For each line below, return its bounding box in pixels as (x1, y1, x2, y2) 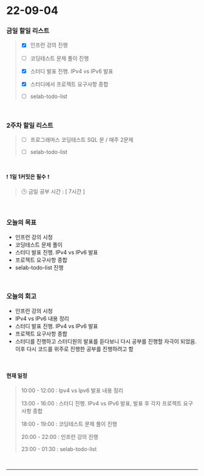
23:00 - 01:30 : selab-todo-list (21, 446, 97, 453)
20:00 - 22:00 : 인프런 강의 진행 (21, 433, 98, 441)
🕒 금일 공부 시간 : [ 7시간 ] (21, 188, 85, 195)
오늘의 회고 (6, 292, 37, 301)
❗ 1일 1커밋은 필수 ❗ (6, 173, 50, 180)
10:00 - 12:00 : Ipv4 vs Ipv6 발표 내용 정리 (21, 387, 123, 394)
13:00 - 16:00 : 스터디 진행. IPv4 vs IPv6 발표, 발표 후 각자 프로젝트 (21, 400, 182, 407)
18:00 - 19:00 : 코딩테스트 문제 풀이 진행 (21, 421, 117, 428)
